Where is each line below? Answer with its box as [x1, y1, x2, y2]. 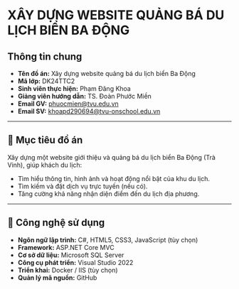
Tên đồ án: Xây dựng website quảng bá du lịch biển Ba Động [17, 70, 196, 77]
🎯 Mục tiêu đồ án [7, 134, 83, 146]
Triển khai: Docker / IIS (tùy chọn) [17, 266, 119, 274]
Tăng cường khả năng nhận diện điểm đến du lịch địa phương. [17, 189, 200, 198]
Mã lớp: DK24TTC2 [17, 77, 75, 85]
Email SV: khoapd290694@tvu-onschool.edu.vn [17, 107, 161, 115]
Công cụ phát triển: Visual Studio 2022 [17, 258, 134, 266]
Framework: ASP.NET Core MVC [17, 243, 115, 251]
